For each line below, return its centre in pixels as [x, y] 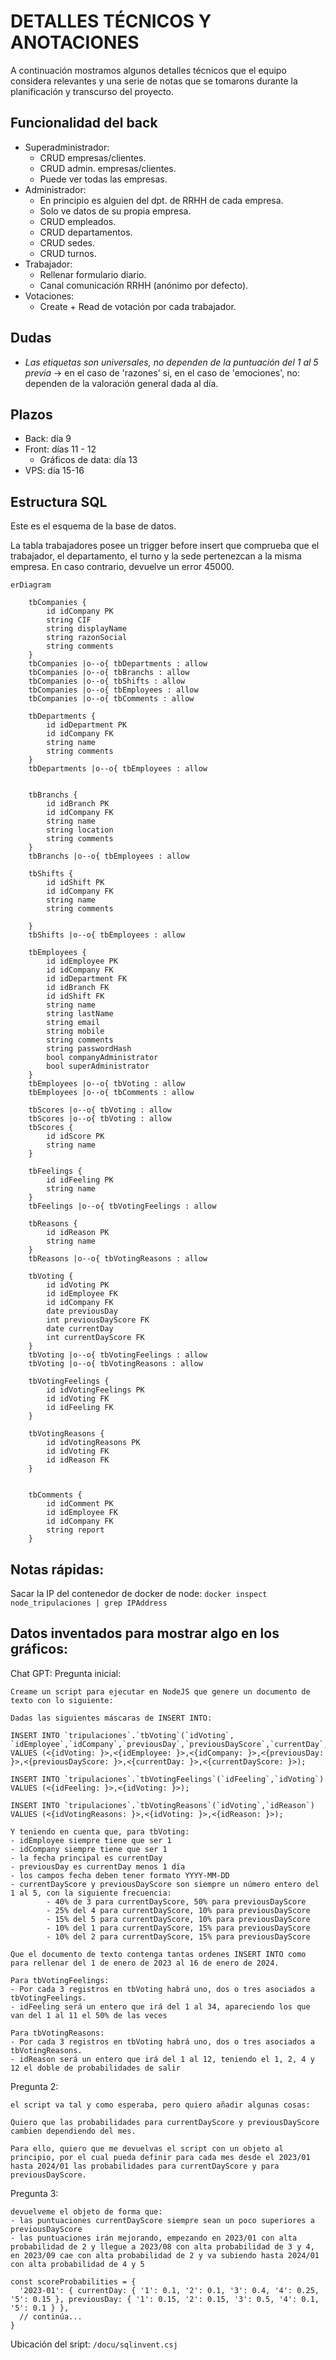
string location [80, 830]
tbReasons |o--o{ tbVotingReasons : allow [118, 1259]
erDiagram [31, 585]
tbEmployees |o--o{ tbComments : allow [111, 1093]
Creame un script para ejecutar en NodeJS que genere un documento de [160, 1691]
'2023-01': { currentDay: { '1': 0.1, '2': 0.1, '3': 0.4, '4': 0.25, [169, 2290]
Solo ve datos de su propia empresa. [115, 211]
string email [73, 1023]
